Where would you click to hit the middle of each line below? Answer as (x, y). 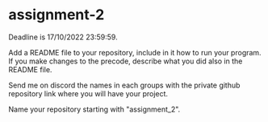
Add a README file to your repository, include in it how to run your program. (135, 52)
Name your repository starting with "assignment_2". (94, 109)
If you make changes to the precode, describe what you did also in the (126, 61)
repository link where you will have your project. (88, 93)
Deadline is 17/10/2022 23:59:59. (63, 37)
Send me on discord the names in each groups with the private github (124, 85)
